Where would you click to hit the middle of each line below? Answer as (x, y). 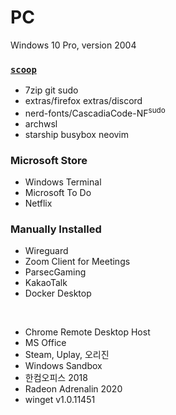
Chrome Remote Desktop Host (87, 332)
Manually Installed (56, 229)
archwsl (41, 123)
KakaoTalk (46, 283)
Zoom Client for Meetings (77, 262)
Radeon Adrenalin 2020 (73, 389)
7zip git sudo (51, 90)
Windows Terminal (63, 182)
